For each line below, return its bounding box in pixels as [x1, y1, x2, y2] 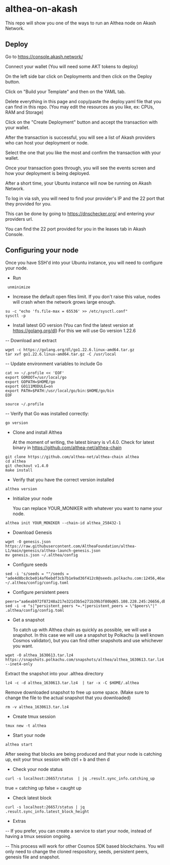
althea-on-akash [5, 3, 77, 15]
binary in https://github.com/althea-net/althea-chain [12, 444, 122, 451]
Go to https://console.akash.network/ [5, 53, 83, 59]
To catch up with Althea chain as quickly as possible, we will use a [12, 627, 151, 633]
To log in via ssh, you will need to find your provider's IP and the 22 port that [5, 195, 164, 201]
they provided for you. [5, 200, 52, 206]
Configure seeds [12, 561, 48, 568]
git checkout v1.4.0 [5, 463, 49, 468]
